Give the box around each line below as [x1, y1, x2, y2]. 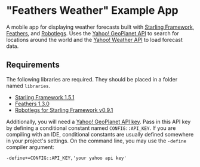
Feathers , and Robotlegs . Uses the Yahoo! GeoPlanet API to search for [6, 29, 179, 37]
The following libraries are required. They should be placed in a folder [6, 75, 178, 83]
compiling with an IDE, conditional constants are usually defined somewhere [6, 130, 194, 138]
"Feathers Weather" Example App [6, 4, 179, 17]
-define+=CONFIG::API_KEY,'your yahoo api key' [6, 155, 127, 161]
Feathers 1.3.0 [14, 100, 50, 107]
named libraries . [6, 82, 51, 89]
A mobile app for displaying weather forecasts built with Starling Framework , [6, 23, 195, 31]
